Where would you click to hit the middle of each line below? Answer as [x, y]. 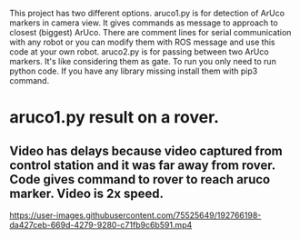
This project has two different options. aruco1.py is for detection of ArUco [147, 13]
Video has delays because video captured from [146, 150]
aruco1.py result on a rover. [115, 118]
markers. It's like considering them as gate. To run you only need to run [143, 61]
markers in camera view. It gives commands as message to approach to [144, 23]
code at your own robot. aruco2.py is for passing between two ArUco [140, 52]
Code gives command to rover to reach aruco [140, 179]
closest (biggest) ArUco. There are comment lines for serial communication [150, 32]
